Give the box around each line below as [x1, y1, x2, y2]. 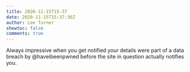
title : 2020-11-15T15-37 [6, 8, 67, 15]
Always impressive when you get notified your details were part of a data [6, 47, 185, 54]
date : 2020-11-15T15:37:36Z [6, 14, 76, 20]
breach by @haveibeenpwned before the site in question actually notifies [6, 53, 185, 60]
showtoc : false [6, 25, 44, 31]
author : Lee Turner [6, 19, 54, 25]
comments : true [6, 31, 44, 37]
